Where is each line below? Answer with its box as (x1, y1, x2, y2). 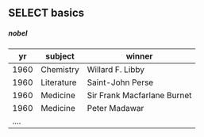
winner (125, 51, 153, 62)
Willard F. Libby (87, 64, 145, 75)
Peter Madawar (87, 103, 144, 114)
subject (45, 51, 75, 62)
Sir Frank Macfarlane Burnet (87, 90, 192, 101)
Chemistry (40, 64, 79, 75)
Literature (40, 77, 77, 88)
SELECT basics (8, 6, 85, 20)
